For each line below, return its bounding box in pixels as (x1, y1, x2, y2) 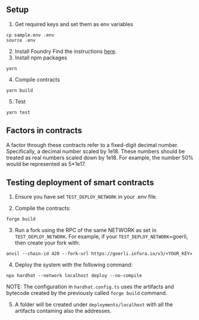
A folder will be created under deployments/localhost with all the (14, 301, 173, 308)
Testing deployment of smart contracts (6, 178, 154, 188)
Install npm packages (14, 54, 67, 61)
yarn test (6, 109, 31, 115)
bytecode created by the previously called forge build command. (6, 290, 168, 297)
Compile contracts (14, 76, 61, 83)
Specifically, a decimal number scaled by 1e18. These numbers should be (6, 148, 185, 155)
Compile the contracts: (14, 205, 71, 212)
